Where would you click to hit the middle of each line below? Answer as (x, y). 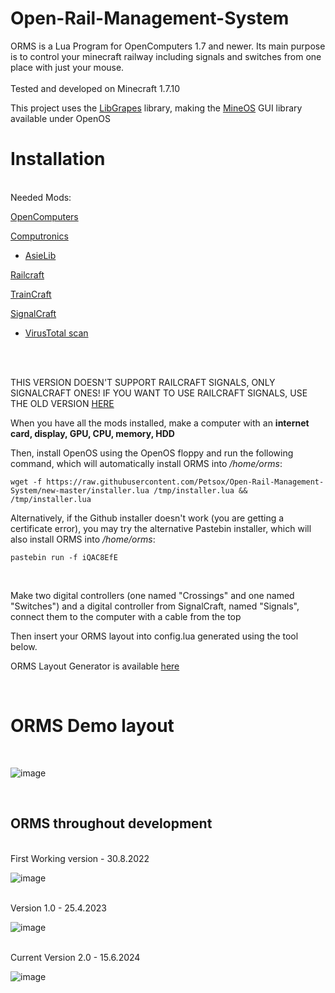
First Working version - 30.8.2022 (80, 858)
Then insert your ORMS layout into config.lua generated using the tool (154, 636)
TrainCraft (31, 294)
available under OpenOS (60, 118)
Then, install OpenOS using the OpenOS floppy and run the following (152, 453)
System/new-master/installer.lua (80, 490)
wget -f (26, 482)
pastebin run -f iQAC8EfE (64, 557)
